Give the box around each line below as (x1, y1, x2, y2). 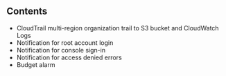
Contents (6, 6, 48, 17)
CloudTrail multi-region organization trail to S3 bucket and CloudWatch (16, 23, 219, 32)
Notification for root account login (16, 38, 114, 47)
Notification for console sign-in (16, 46, 105, 54)
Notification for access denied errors (16, 53, 122, 61)
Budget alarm (16, 60, 55, 68)
